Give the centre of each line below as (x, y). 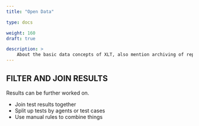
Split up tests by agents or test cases (60, 111)
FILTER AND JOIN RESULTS (57, 78)
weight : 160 (21, 33)
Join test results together (45, 104)
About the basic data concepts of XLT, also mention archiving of (100, 55)
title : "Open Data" (30, 12)
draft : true (21, 38)
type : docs (20, 22)
